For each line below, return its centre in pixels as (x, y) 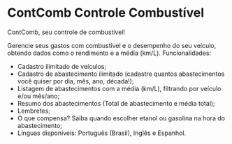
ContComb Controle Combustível (106, 13)
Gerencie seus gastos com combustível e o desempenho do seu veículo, (112, 45)
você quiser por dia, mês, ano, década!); (75, 81)
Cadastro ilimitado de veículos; (62, 66)
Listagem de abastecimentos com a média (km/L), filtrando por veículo (119, 88)
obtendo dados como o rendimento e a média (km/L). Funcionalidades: (109, 53)
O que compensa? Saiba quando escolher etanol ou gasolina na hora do (121, 118)
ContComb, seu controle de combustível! (66, 32)
